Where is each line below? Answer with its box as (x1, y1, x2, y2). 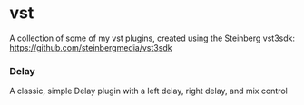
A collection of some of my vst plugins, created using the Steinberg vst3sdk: (9, 33, 296, 43)
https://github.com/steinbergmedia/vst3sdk (9, 42, 172, 52)
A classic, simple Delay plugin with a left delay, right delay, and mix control (9, 85, 288, 97)
